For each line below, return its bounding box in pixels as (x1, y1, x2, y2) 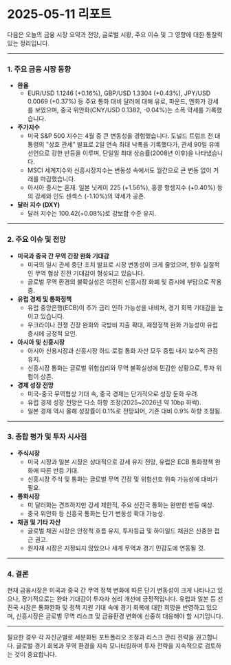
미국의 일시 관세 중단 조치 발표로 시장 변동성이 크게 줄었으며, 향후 (27, 260, 201, 269)
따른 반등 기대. (40, 466, 79, 474)
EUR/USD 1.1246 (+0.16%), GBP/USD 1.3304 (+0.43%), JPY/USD (27, 89, 211, 97)
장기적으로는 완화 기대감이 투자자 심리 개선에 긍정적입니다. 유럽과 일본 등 (21, 595, 217, 603)
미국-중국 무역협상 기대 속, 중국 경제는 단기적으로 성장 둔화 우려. (27, 389, 199, 398)
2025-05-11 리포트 (7, 6, 112, 22)
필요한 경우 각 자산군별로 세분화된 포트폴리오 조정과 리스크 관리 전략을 (7, 633, 195, 642)
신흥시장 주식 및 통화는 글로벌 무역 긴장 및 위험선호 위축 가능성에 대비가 (27, 475, 219, 483)
